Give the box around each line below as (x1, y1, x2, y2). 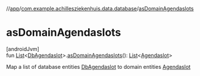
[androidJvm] (6, 45, 40, 52)
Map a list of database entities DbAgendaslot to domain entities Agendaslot (6, 63, 191, 70)
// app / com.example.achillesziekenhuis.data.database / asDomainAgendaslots (6, 5, 194, 12)
